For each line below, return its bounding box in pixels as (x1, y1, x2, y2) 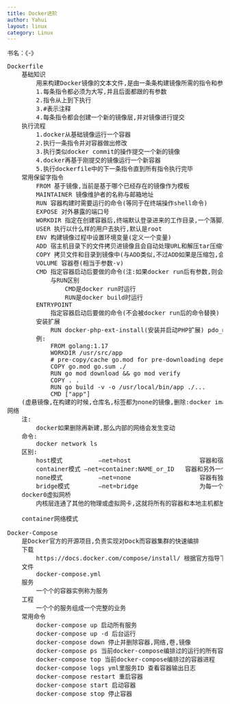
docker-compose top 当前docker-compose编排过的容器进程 (36, 656, 216, 664)
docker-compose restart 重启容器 (36, 673, 144, 681)
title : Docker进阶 (7, 10, 57, 17)
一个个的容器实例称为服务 (36, 587, 108, 595)
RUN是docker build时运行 (64, 294, 144, 302)
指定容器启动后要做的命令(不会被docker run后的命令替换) (50, 309, 220, 317)
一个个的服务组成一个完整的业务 (36, 605, 127, 612)
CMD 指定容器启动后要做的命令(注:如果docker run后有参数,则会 (36, 268, 224, 276)
